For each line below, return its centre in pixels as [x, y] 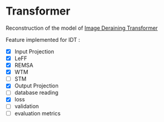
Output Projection [36, 86]
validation [27, 106]
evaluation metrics [38, 113]
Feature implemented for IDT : [43, 39]
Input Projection [34, 51]
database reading [36, 93]
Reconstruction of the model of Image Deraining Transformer [82, 28]
